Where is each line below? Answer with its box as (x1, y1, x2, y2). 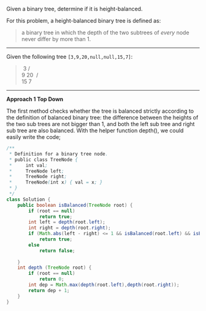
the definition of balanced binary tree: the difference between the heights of (6, 114, 199, 121)
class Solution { (6, 196, 51, 203)
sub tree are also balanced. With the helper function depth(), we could (6, 127, 184, 134)
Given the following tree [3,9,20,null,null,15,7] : (6, 53, 133, 60)
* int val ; (9, 162, 48, 168)
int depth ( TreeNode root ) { (17, 264, 92, 271)
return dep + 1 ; (28, 287, 70, 293)
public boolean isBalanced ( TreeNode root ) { (17, 202, 133, 208)
